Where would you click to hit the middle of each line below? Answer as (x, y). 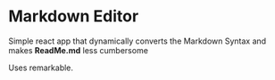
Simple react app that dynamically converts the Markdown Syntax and (137, 41)
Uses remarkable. (41, 68)
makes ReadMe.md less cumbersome (79, 50)
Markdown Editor (74, 16)
